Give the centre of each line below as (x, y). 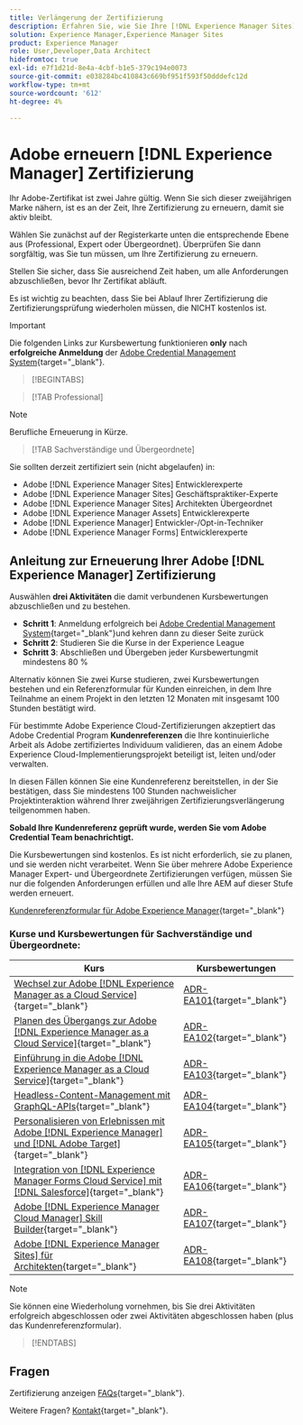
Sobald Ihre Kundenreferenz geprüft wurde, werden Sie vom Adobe (138, 828)
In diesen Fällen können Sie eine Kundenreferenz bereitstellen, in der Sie (144, 782)
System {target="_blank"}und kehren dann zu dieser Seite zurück (143, 633)
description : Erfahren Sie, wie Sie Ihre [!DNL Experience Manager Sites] (153, 26)
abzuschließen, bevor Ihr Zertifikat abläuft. (88, 281)
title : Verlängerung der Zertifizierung (87, 18)
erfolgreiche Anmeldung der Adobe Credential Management (123, 353)
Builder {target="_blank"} (66, 1229)
